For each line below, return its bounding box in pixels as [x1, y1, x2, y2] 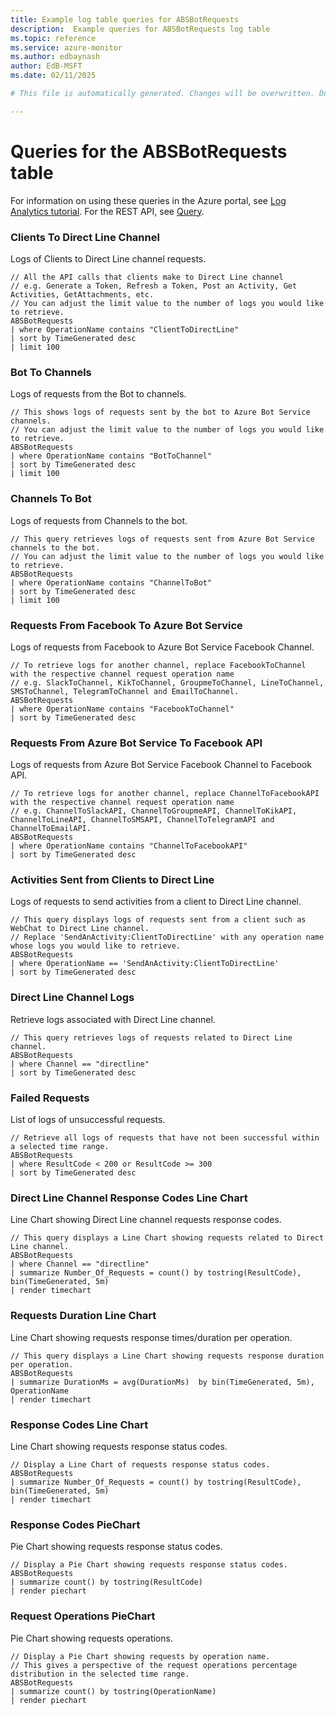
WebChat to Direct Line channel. [10, 924, 150, 934]
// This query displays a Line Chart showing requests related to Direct [10, 1233, 325, 1243]
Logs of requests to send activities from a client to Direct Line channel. [10, 896, 302, 908]
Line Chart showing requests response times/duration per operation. [10, 1331, 293, 1343]
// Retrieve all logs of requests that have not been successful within [10, 1133, 320, 1143]
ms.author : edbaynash [10, 52, 101, 62]
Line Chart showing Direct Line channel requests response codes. [10, 1214, 282, 1226]
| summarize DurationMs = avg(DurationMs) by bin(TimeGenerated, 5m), [10, 1377, 315, 1387]
